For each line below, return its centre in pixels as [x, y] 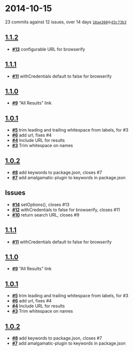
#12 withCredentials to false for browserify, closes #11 [66, 210]
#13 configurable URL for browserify [49, 49]
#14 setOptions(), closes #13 [41, 204]
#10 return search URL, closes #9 [46, 215]
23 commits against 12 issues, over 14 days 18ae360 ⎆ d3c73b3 [66, 22]
